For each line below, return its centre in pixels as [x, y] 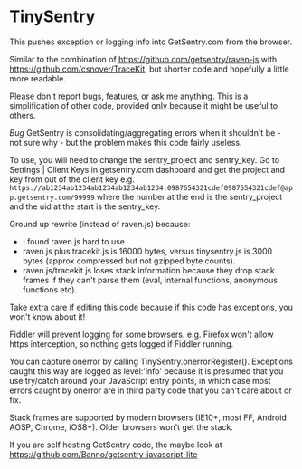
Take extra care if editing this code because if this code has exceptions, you [151, 307]
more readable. [38, 78]
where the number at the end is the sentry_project [189, 196]
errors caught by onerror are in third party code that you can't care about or [151, 390]
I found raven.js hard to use [73, 241]
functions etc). [50, 289]
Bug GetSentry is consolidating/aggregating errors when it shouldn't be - [146, 132]
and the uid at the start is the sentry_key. [85, 206]
